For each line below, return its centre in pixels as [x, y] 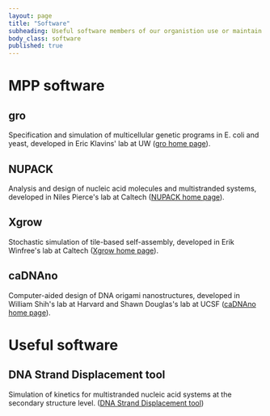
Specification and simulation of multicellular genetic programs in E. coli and [134, 135]
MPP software [57, 86]
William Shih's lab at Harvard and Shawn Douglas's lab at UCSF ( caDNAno [132, 304]
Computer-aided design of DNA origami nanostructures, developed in [124, 295]
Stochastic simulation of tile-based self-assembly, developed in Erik [121, 242]
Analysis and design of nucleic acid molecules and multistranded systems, [133, 188]
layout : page [30, 16]
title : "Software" [39, 23]
